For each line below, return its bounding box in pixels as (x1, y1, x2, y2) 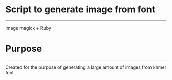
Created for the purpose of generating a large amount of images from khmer (5, 64, 167, 70)
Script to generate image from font (5, 4, 156, 15)
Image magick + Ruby (5, 25, 51, 31)
